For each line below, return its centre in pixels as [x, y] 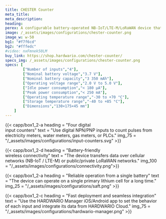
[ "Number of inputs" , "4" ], [51, 70]
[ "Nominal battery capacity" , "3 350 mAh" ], [68, 79]
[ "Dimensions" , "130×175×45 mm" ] [56, 106]
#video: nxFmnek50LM [26, 51]
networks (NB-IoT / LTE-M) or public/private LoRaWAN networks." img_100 [81, 161]
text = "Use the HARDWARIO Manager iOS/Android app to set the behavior [81, 201]
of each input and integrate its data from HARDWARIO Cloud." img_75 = [78, 206]
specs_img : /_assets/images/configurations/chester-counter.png [73, 60]
